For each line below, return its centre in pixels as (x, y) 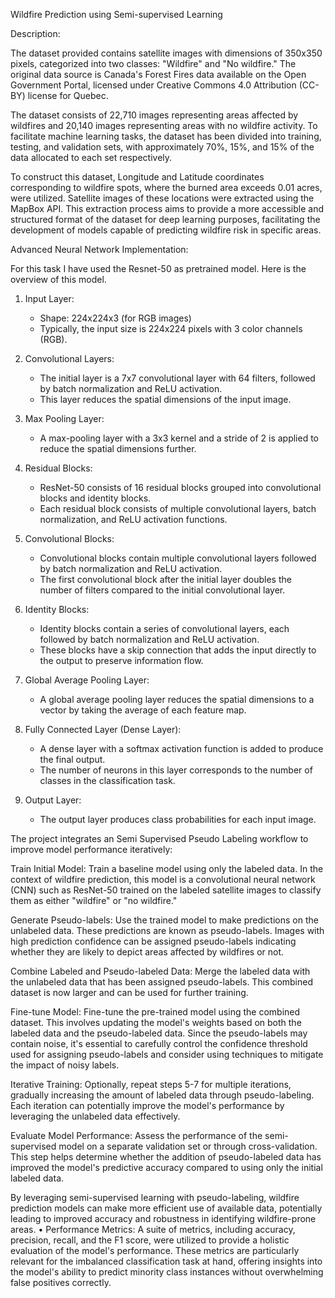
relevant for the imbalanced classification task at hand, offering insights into (166, 1261)
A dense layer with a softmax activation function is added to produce (181, 748)
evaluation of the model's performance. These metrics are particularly (155, 1250)
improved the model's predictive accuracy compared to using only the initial (166, 1167)
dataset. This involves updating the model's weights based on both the (156, 1022)
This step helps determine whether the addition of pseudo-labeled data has (166, 1157)
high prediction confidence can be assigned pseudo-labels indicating (153, 941)
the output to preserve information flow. (121, 660)
